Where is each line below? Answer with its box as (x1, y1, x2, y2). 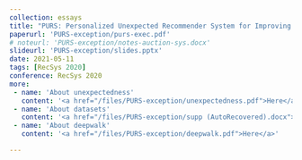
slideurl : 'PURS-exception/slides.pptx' (9, 46, 164, 55)
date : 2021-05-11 (9, 55, 75, 63)
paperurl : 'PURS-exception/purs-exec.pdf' (9, 29, 171, 38)
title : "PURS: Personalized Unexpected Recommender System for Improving (9, 21, 292, 30)
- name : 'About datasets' (13, 105, 111, 114)
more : (9, 80, 30, 88)
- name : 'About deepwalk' (13, 122, 111, 131)
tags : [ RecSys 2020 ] (9, 63, 87, 72)
